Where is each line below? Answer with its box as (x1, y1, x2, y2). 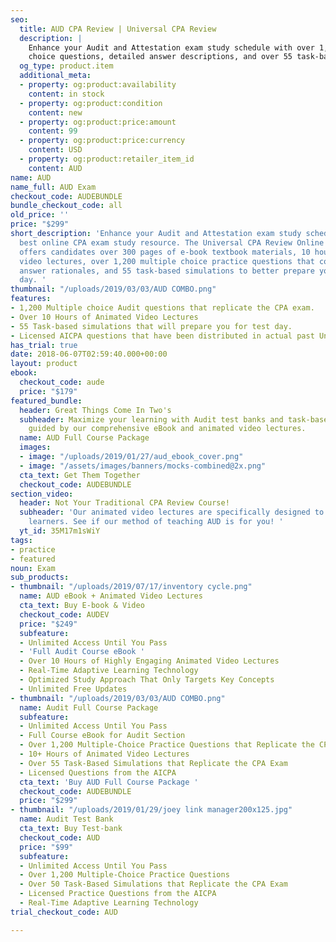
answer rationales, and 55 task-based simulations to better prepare (19, 266, 315, 276)
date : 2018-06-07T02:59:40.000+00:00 (10, 349, 168, 360)
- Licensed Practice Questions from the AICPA (19, 889, 217, 899)
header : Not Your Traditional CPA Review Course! (19, 498, 230, 508)
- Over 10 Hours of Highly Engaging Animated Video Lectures (19, 656, 280, 666)
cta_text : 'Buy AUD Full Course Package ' (19, 777, 199, 787)
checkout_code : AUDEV (19, 609, 110, 620)
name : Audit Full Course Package (19, 702, 159, 713)
